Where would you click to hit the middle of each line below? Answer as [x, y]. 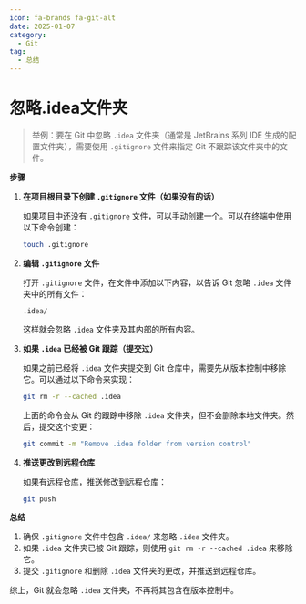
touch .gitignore [56, 244]
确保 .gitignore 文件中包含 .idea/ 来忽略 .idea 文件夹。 [128, 537]
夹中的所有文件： [55, 293]
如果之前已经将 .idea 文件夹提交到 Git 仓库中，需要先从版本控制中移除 [154, 368]
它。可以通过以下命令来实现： [78, 379]
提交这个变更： [67, 426]
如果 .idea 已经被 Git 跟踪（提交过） [90, 348]
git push [39, 499]
